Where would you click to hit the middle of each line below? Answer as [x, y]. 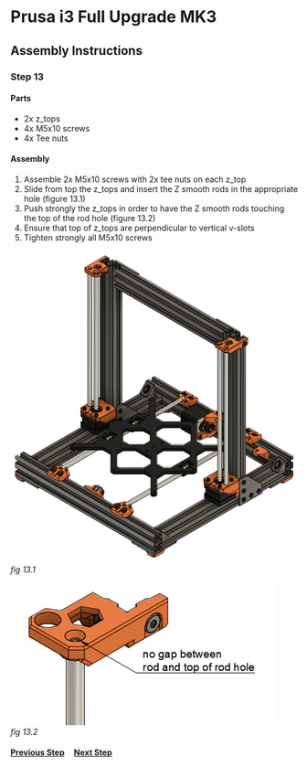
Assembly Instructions [76, 51]
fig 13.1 [23, 570]
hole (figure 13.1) [54, 198]
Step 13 [27, 77]
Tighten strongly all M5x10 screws [88, 237]
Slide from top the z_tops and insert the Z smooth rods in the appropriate [161, 188]
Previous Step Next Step [61, 752]
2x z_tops [42, 118]
